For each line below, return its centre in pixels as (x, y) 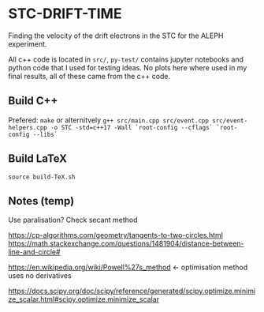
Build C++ (33, 101)
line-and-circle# (34, 252)
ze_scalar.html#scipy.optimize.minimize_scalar (84, 299)
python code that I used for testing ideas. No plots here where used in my (128, 67)
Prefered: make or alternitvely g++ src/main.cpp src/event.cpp (108, 120)
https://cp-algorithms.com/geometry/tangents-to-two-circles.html (115, 235)
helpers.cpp (28, 127)
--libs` (45, 134)
